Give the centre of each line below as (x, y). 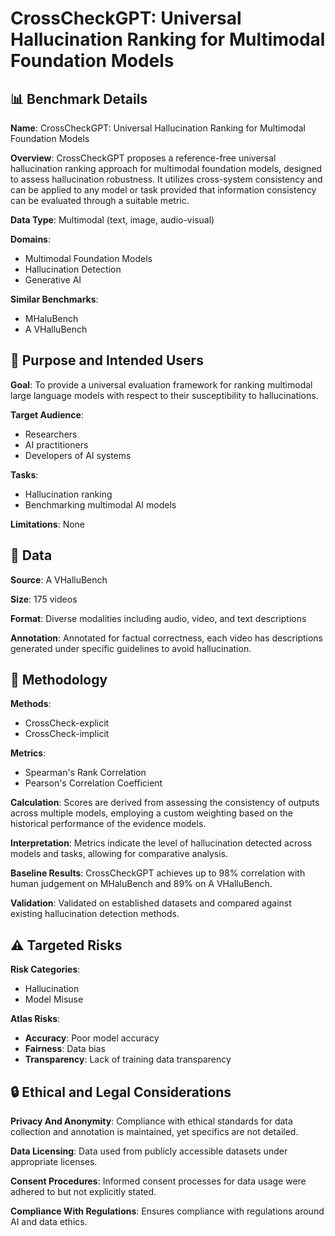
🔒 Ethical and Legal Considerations (121, 1092)
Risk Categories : (45, 969)
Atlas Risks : (35, 1019)
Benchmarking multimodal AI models (100, 504)
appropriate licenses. (54, 1162)
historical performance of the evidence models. (108, 824)
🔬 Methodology (59, 680)
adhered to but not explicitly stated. (83, 1192)
